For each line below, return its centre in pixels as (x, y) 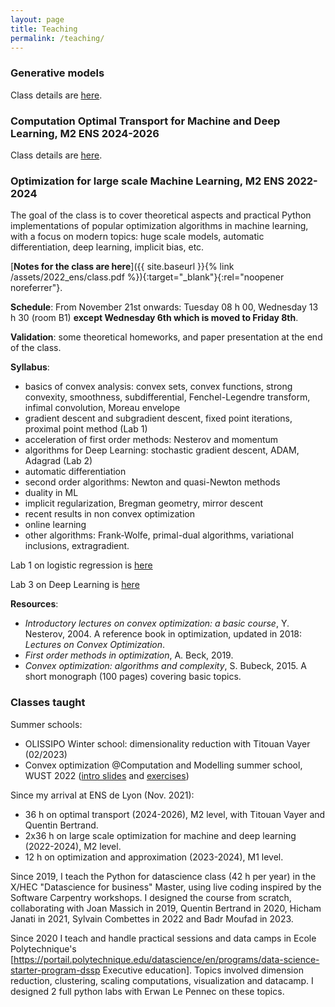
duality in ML (51, 493)
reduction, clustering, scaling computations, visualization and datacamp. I (162, 980)
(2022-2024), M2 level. (73, 846)
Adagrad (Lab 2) (58, 461)
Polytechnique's (43, 948)
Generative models (57, 73)
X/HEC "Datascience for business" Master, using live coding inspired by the (166, 887)
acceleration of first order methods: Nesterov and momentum (151, 440)
